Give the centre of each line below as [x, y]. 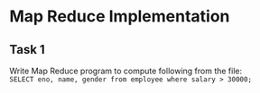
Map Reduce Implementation [120, 17]
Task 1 [27, 50]
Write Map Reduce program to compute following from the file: [126, 71]
